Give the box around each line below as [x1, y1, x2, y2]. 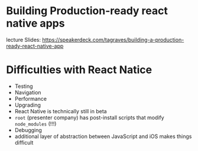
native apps [6, 17, 65, 30]
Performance [14, 95, 47, 102]
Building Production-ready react [6, 4, 168, 18]
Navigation [14, 88, 41, 96]
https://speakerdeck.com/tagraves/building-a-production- [42, 36, 184, 43]
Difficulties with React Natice [6, 63, 152, 77]
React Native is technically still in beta [14, 107, 108, 114]
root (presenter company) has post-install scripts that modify [14, 114, 164, 121]
